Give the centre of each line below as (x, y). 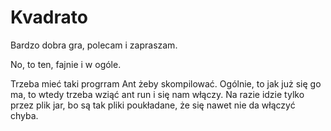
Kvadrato (49, 17)
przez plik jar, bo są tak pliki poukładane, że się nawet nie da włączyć (153, 105)
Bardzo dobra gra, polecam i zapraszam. (94, 45)
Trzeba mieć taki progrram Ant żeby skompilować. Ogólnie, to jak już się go (166, 83)
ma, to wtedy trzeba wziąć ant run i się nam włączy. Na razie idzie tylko (157, 94)
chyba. (24, 115)
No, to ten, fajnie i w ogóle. (66, 64)
